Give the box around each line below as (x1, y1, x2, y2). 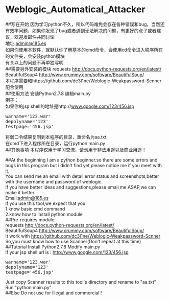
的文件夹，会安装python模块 (5, 53, 65, 59)
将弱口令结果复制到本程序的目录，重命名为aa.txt (5, 134, 107, 140)
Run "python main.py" (5, 284, 52, 290)
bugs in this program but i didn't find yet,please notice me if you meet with (5, 162, 162, 168)
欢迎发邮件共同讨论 (14, 34, 55, 40)
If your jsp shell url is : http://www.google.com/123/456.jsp (5, 249, 129, 255)
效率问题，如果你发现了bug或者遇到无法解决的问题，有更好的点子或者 (9, 27, 157, 34)
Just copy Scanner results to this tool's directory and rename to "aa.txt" (5, 279, 157, 285)
